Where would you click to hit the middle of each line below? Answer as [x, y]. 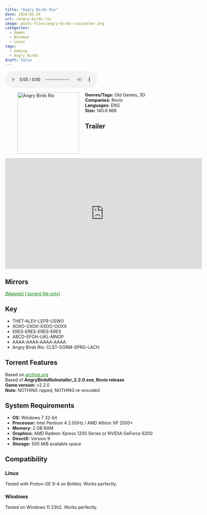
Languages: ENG [103, 105]
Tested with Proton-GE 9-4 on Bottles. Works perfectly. [61, 484]
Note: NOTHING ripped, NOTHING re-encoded [52, 390]
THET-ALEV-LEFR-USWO [38, 321]
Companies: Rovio [104, 100]
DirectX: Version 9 [31, 438]
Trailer [95, 126]
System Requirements [40, 406]
